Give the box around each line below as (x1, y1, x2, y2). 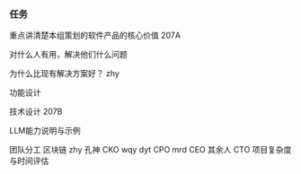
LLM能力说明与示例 (9, 126, 81, 136)
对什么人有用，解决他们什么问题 (9, 49, 128, 60)
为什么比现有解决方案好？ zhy (9, 68, 120, 79)
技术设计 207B (9, 106, 63, 117)
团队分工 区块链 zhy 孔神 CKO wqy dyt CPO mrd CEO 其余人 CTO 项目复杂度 (9, 144, 292, 155)
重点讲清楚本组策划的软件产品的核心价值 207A (9, 30, 181, 41)
